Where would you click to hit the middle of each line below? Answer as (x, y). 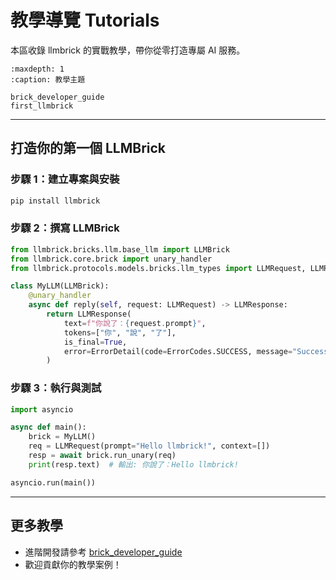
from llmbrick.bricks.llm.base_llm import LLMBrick (120, 249)
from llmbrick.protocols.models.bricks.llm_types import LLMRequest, (158, 268)
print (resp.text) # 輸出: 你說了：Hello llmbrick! (133, 464)
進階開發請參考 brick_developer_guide (103, 552)
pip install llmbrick (55, 201)
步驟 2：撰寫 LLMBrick (65, 228)
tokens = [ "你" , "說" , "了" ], (120, 332)
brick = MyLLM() (62, 437)
